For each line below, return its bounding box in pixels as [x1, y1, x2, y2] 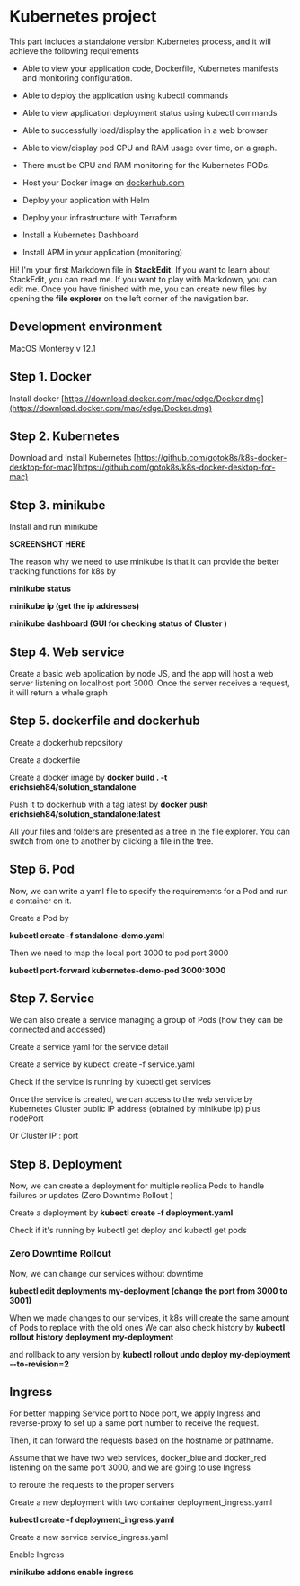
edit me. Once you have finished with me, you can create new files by [9, 283, 267, 294]
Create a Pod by [9, 912, 69, 923]
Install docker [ [9, 393, 65, 404]
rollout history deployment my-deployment [9, 1331, 174, 1342]
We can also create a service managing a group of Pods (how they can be [9, 1015, 284, 1026]
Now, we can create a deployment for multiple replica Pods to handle [9, 1180, 265, 1191]
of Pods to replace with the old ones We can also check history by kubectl [9, 1322, 286, 1332]
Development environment [9, 319, 163, 335]
